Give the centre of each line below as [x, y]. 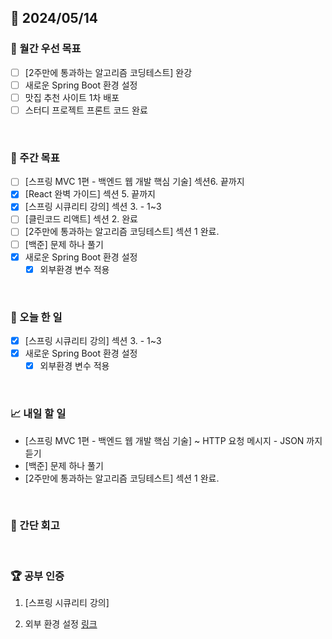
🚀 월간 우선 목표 [46, 49]
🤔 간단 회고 [35, 526]
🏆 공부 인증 [37, 576]
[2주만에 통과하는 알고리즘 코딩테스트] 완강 [108, 72]
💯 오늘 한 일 [36, 317]
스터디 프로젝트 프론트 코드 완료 [86, 110]
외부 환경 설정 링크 [61, 624]
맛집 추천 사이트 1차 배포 [72, 97]
